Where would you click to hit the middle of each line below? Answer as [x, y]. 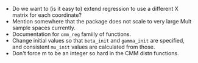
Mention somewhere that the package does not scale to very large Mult [102, 21]
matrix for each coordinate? [47, 15]
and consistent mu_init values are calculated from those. [83, 47]
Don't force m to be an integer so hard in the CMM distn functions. [95, 53]
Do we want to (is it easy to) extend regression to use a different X [95, 9]
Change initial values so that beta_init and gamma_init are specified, [98, 40]
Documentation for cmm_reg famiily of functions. [72, 34]
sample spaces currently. [44, 28]
